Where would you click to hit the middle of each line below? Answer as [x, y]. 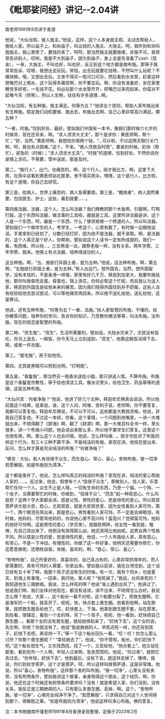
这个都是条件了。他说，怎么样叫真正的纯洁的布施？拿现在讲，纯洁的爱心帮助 [82, 475]
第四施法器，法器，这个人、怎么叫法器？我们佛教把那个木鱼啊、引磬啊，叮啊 [82, 209]
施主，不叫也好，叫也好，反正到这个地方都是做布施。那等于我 [95, 64]
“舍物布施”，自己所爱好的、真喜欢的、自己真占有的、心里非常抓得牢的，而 [80, 560]
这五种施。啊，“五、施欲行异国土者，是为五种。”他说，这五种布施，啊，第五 [81, 262]
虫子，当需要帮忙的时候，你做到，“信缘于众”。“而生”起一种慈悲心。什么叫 [84, 494]
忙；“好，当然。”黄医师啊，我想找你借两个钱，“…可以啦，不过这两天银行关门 [82, 140]
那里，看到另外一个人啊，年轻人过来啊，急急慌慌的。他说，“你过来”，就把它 [82, 652]
